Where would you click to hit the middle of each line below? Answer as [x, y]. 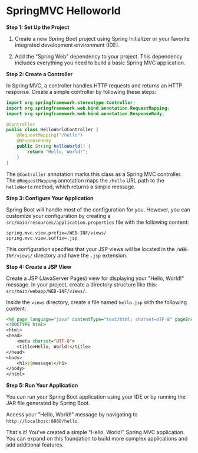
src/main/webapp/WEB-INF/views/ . [47, 291]
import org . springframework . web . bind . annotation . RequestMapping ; [88, 108]
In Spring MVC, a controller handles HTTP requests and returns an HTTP [94, 85]
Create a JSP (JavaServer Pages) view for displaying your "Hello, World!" [95, 278]
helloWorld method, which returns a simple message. [71, 187]
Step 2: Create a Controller [39, 74]
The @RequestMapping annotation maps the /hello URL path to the [85, 180]
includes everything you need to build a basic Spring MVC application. [100, 63]
